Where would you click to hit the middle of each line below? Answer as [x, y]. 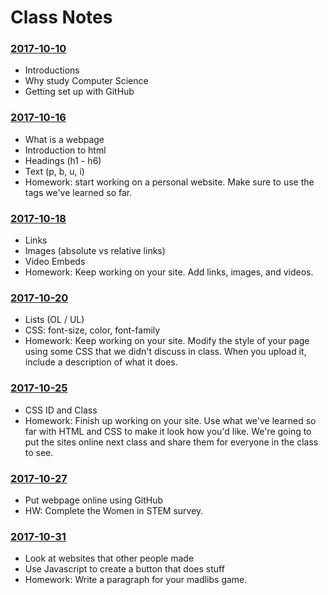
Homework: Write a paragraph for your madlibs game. [136, 580]
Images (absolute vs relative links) [95, 251]
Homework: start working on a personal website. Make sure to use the [169, 182]
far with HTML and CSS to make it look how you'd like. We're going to [168, 431]
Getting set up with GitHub [79, 92]
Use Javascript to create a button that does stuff [124, 569]
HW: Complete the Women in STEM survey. [114, 510]
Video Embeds [55, 262]
